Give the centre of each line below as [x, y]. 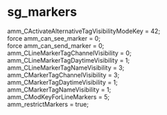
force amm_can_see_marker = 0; [54, 38]
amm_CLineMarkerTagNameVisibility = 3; [66, 67]
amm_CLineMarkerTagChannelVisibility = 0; [69, 53]
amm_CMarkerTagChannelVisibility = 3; [63, 75]
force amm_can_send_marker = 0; [56, 45]
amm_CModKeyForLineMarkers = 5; [58, 96]
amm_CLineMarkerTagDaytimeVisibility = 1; [69, 60]
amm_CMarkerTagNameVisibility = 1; [59, 90]
